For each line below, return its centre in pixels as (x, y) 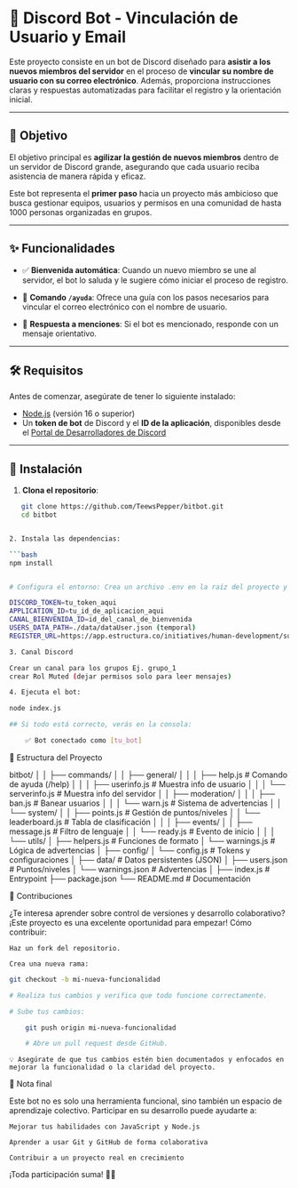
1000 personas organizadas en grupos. (81, 212)
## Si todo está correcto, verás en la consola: (101, 725)
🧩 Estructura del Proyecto (56, 757)
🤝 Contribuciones (41, 895)
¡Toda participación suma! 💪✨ (63, 1175)
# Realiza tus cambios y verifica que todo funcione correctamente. (138, 995)
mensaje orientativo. (59, 333)
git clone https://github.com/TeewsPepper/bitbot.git (122, 507)
